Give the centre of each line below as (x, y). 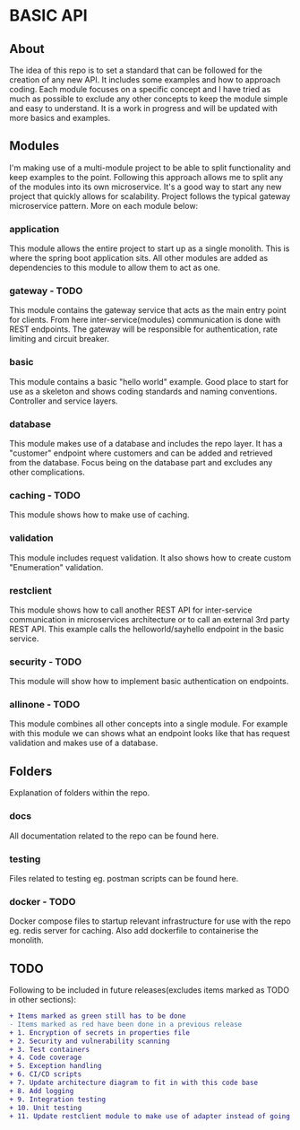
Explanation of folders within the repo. (80, 793)
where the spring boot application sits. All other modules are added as (139, 258)
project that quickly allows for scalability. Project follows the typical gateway (150, 196)
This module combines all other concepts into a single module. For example (149, 724)
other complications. (47, 472)
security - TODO (46, 662)
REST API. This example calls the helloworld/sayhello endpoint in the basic (147, 629)
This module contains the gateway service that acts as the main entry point (148, 310)
